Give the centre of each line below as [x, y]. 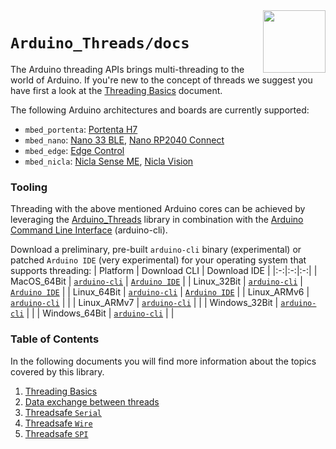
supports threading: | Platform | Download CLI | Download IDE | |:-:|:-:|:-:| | [164, 271]
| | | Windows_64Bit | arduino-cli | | [100, 313]
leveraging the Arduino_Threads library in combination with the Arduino [157, 220]
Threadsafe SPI [56, 433]
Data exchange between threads [92, 401]
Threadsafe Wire [58, 423]
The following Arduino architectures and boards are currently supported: [160, 110]
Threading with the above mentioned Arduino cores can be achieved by [158, 209]
